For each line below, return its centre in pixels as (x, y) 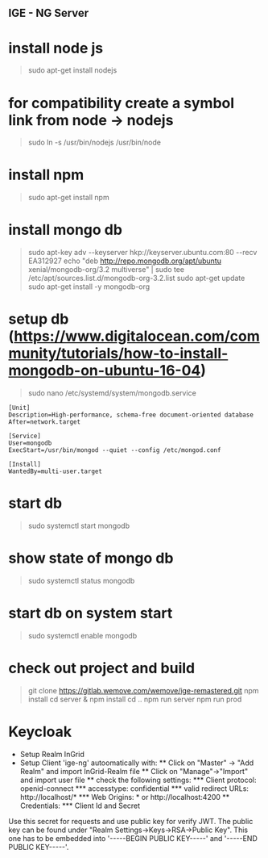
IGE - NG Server (49, 13)
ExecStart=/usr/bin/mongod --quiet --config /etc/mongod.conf (115, 450)
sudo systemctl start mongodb (79, 526)
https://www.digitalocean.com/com (137, 336)
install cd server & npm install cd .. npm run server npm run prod (135, 699)
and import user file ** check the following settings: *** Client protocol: (138, 780)
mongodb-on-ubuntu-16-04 (105, 371)
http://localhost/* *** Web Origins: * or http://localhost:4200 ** (125, 797)
